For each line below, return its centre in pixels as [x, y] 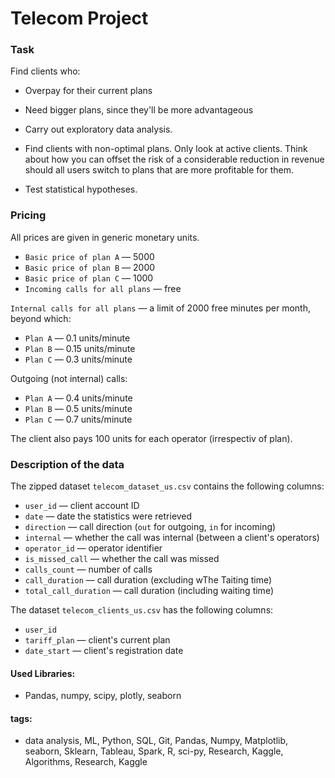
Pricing [28, 215]
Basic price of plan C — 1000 [89, 278]
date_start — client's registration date [104, 651]
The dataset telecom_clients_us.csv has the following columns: [142, 610]
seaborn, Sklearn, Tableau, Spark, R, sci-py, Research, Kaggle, [154, 751]
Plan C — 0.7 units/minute [78, 419]
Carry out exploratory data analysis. [98, 129]
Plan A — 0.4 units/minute [78, 398]
